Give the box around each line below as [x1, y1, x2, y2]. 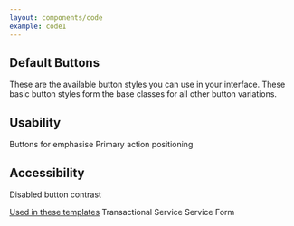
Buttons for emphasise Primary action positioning [9, 139, 194, 150]
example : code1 [9, 22, 67, 31]
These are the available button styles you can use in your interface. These [9, 79, 286, 90]
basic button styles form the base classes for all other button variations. [9, 89, 278, 99]
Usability [9, 115, 62, 130]
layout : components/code [9, 13, 103, 23]
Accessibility [9, 165, 85, 181]
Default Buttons [9, 55, 100, 71]
